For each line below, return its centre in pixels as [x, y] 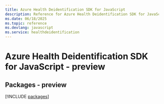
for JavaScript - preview [55, 67]
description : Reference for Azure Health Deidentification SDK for [75, 14]
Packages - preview [36, 85]
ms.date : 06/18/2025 [26, 19]
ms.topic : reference [26, 23]
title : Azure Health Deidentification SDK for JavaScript [65, 10]
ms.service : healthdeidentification [42, 32]
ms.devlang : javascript [29, 28]
